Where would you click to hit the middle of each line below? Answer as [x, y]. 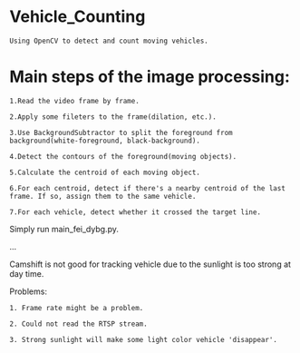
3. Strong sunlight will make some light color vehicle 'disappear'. [144, 339]
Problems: [29, 291]
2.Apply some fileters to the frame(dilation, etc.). [113, 117]
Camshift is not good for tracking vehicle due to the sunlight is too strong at [150, 264]
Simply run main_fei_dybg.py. [64, 229]
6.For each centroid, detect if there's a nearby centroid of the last [147, 188]
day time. [27, 273]
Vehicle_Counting [77, 17]
